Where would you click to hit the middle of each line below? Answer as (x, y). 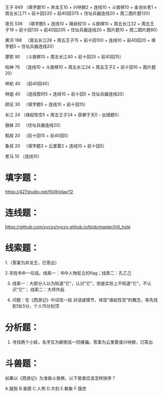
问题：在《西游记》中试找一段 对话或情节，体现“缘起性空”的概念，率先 (83, 300)
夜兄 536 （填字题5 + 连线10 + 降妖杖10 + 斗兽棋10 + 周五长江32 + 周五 (78, 24)
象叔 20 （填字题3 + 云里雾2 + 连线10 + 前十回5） (56, 146)
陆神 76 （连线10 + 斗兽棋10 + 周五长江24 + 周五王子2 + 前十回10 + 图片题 (81, 67)
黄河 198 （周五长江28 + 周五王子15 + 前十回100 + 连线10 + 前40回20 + (78, 40)
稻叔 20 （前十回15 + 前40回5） (38, 135)
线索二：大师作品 (47, 289)
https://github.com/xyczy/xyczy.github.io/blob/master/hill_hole (68, 227)
